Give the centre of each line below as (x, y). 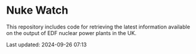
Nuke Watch (37, 10)
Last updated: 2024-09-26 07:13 (46, 45)
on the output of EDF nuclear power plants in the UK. (71, 33)
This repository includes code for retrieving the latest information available (98, 27)
